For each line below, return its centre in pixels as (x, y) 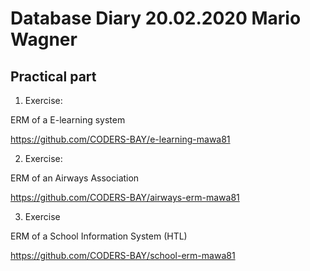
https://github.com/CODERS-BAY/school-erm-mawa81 (123, 255)
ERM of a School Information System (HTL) (99, 236)
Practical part (53, 76)
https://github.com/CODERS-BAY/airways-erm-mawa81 (125, 197)
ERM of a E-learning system (68, 120)
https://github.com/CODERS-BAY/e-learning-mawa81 (120, 139)
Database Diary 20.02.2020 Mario (156, 18)
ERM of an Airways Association (75, 178)
